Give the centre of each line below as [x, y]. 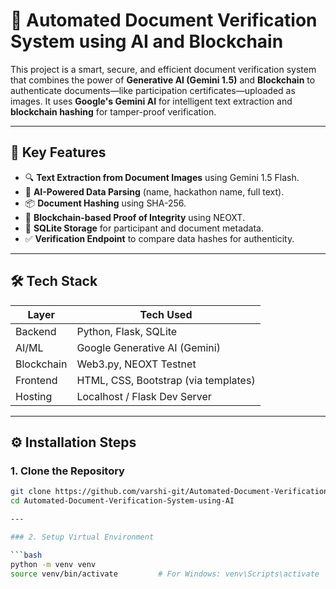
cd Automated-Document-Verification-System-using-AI [122, 501]
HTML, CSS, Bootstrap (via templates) [166, 380]
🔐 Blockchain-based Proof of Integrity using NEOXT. [134, 217]
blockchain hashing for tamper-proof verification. [113, 111]
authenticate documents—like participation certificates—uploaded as [153, 90]
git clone [31, 492]
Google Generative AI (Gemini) [148, 347]
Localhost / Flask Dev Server [144, 396]
